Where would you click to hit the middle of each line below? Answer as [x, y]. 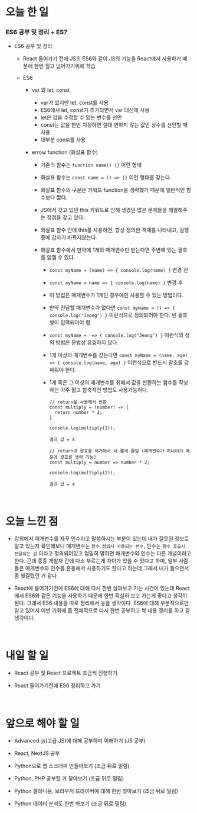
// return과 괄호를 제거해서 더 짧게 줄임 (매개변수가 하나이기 [116, 451]
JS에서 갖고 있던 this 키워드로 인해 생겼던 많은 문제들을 [104, 210]
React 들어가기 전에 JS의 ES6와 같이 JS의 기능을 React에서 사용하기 [102, 59]
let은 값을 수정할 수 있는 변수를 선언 [81, 118]
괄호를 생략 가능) [78, 457]
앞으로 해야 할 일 [43, 723]
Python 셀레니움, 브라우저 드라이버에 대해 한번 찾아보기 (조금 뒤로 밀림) [96, 791]
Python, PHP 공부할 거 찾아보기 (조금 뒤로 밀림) [69, 779]
